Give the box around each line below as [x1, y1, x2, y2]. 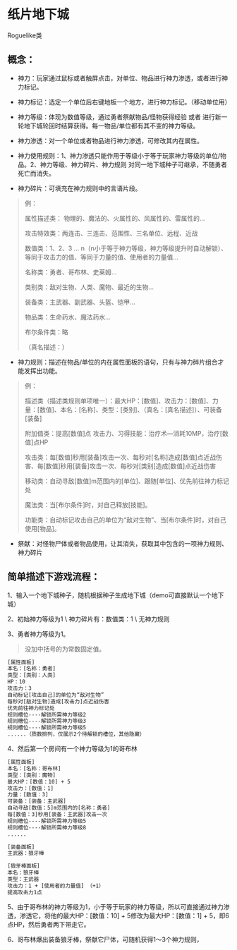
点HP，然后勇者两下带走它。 [7, 920, 90, 928]
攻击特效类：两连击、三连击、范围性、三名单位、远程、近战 [24, 229, 198, 237]
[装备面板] [7, 844, 35, 851]
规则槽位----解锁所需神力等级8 [7, 824, 87, 831]
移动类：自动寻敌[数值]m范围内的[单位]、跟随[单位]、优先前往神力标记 [24, 477, 229, 485]
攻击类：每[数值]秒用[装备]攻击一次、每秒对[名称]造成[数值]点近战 [24, 453, 217, 461]
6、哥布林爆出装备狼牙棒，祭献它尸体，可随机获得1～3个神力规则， [7, 935, 203, 944]
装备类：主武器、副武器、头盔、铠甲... [24, 298, 135, 306]
